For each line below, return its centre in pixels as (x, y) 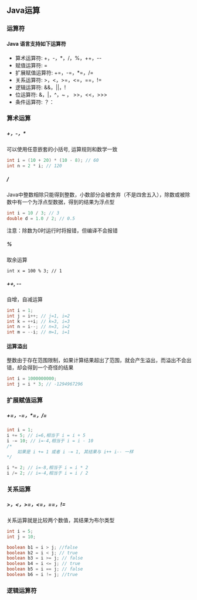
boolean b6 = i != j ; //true (42, 575)
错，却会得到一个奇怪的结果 (40, 367)
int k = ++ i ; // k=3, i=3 (38, 321)
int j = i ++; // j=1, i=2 (38, 316)
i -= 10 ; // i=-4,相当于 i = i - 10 (50, 441)
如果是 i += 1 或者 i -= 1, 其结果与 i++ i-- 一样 (75, 452)
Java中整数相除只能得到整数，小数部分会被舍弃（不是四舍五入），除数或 (94, 195)
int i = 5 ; (20, 531)
